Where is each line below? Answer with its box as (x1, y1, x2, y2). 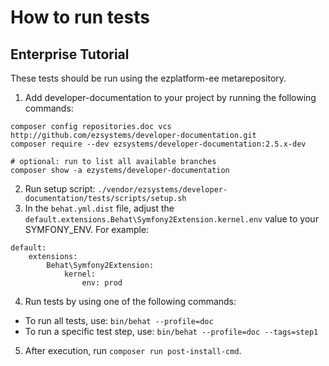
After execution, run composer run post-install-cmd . (24, 345, 242, 356)
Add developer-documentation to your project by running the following (24, 92, 317, 103)
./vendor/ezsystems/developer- (97, 185, 228, 195)
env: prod (81, 278, 123, 288)
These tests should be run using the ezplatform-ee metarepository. (10, 72, 287, 84)
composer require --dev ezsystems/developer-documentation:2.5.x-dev (10, 139, 307, 149)
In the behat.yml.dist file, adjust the (24, 202, 175, 214)
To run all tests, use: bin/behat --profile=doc (24, 315, 214, 326)
